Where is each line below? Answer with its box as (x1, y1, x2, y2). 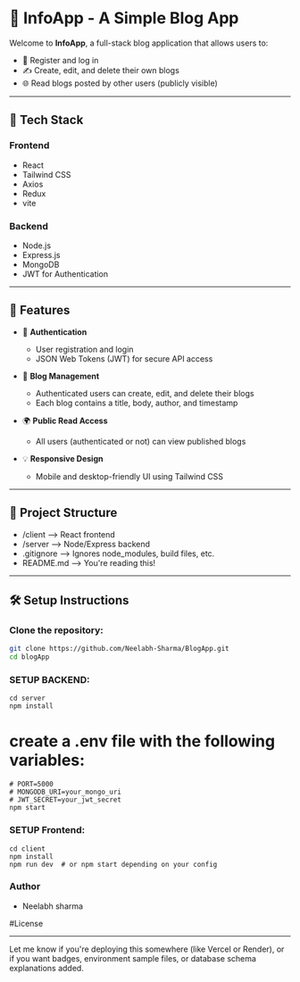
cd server (9, 694, 46, 703)
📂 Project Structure (9, 505, 118, 520)
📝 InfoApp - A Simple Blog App (9, 8, 239, 29)
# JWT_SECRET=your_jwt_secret (9, 795, 122, 804)
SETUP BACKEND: (9, 673, 90, 686)
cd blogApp (9, 653, 50, 662)
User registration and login (35, 344, 134, 354)
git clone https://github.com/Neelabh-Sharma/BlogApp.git (9, 645, 229, 653)
